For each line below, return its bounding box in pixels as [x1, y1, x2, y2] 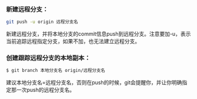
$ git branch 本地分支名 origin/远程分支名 [6, 68, 106, 74]
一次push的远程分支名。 [16, 87, 75, 94]
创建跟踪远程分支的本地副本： [6, 54, 91, 62]
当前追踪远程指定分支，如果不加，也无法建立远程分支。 [6, 38, 140, 45]
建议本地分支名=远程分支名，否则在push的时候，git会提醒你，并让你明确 [6, 79, 182, 86]
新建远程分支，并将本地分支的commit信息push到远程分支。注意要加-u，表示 [6, 31, 191, 38]
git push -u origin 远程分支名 [6, 19, 78, 25]
